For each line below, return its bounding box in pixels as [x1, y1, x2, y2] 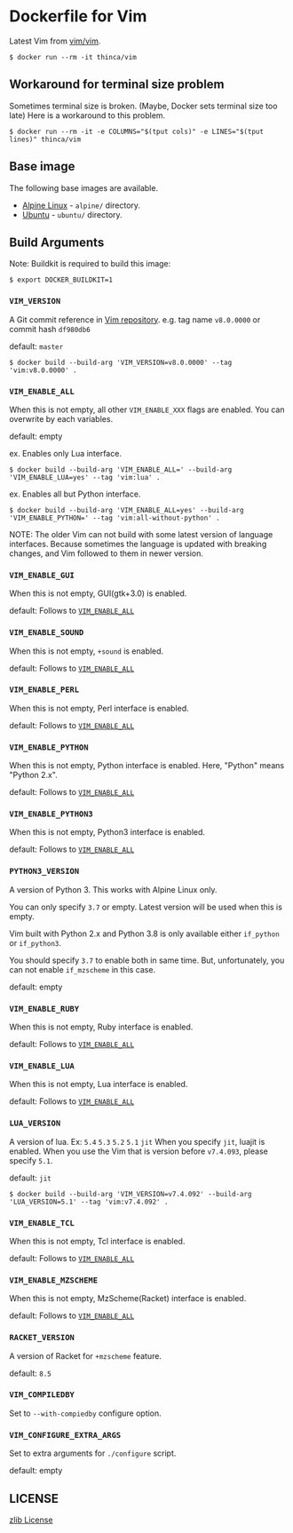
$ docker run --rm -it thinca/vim [9, 52, 138, 61]
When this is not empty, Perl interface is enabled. [9, 703, 189, 713]
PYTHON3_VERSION [9, 866, 80, 877]
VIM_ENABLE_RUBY [9, 1004, 80, 1013]
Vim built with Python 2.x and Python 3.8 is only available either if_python [9, 928, 280, 939]
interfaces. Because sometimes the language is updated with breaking [9, 538, 267, 549]
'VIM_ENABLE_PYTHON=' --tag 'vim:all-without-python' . [9, 513, 220, 522]
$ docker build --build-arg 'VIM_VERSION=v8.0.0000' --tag [9, 358, 233, 367]
